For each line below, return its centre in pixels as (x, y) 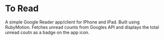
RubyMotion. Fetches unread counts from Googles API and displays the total (82, 27)
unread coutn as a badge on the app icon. (47, 32)
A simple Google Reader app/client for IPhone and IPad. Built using (72, 22)
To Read (22, 9)
